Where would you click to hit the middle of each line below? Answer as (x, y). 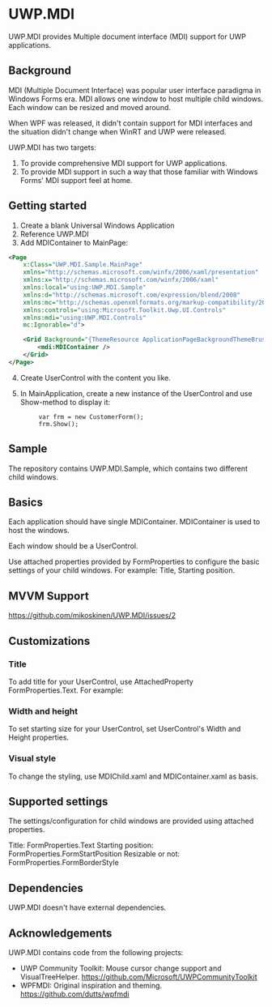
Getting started (48, 206)
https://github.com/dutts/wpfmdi (74, 994)
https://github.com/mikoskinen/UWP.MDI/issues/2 (92, 616)
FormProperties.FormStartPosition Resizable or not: (94, 854)
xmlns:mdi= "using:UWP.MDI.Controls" (85, 318)
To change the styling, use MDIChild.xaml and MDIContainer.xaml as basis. (134, 776)
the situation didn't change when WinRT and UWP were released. (117, 131)
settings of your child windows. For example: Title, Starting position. (122, 570)
